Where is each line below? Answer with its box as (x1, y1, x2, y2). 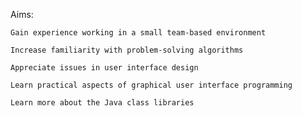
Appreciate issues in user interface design (10, 63, 199, 73)
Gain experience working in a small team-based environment (10, 28, 267, 38)
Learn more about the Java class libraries (10, 98, 195, 108)
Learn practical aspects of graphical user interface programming (10, 80, 293, 90)
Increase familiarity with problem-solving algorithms (10, 45, 244, 55)
